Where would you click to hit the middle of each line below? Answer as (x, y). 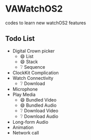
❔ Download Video (39, 110)
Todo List (20, 39)
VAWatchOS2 (34, 9)
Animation (23, 127)
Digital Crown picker (33, 51)
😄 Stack (29, 62)
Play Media (24, 95)
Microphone (25, 89)
